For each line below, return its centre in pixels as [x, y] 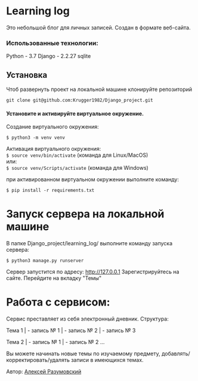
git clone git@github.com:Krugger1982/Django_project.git [80, 100]
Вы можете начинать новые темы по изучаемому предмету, [83, 353]
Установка [27, 75]
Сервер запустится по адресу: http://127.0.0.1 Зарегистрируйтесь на [93, 272]
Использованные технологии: [52, 43]
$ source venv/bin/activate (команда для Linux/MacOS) [77, 155]
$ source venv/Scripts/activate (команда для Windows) [78, 168]
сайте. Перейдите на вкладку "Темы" [54, 278]
